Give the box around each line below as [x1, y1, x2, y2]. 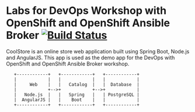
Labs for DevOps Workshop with [6, 4, 167, 17]
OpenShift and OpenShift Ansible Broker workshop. [6, 60, 130, 67]
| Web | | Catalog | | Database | [13, 81, 140, 88]
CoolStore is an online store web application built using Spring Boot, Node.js [6, 48, 190, 55]
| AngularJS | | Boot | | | [13, 97, 140, 103]
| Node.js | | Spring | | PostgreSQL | [13, 92, 140, 97]
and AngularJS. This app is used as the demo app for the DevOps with [6, 54, 175, 61]
